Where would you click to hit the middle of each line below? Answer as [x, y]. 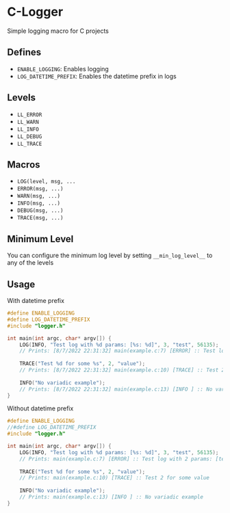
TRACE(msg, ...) [40, 218]
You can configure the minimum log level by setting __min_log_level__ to [110, 255]
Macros [24, 165]
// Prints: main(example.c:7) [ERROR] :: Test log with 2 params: [116, 459]
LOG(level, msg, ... [46, 182]
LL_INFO [28, 129]
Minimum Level [40, 239]
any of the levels [30, 263]
